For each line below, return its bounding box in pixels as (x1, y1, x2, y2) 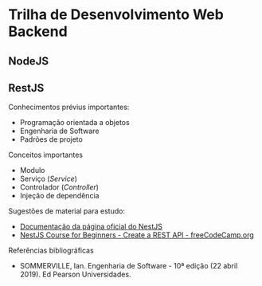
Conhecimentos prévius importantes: (8, 102, 130, 112)
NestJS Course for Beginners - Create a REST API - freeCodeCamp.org (19, 230, 255, 240)
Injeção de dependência (19, 191, 100, 201)
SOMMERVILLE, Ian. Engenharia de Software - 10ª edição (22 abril (19, 261, 238, 271)
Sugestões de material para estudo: (8, 206, 126, 216)
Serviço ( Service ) (19, 174, 78, 184)
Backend (8, 22, 68, 41)
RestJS (8, 81, 45, 95)
